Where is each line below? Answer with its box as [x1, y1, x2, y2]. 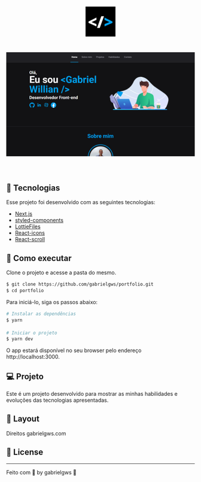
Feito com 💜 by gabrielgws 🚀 [6, 468, 77, 476]
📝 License [6, 447, 44, 457]
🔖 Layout [6, 414, 40, 424]
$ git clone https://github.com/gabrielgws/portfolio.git [6, 281, 154, 287]
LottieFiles [14, 223, 41, 231]
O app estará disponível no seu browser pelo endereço [6, 347, 142, 354]
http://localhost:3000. [6, 353, 60, 360]
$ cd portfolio [6, 288, 44, 294]
